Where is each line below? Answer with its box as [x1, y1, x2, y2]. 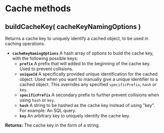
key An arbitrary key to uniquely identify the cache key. [19, 113, 131, 118]
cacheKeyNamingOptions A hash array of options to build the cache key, [12, 50, 154, 56]
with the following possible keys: [12, 55, 78, 61]
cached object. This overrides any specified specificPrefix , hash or [19, 81, 157, 87]
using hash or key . [19, 97, 55, 103]
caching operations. [5, 41, 46, 47]
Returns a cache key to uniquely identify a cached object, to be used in [5, 35, 148, 41]
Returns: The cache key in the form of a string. [5, 122, 100, 128]
